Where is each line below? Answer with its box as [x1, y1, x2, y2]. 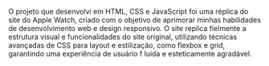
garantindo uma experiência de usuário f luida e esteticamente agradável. [8, 49, 252, 58]
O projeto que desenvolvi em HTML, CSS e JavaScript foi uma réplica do [8, 7, 249, 16]
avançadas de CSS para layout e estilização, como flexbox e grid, [8, 41, 226, 50]
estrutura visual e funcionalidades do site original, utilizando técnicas [8, 32, 238, 41]
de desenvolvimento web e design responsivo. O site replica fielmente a [8, 24, 247, 33]
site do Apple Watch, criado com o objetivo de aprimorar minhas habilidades [8, 15, 261, 25]
